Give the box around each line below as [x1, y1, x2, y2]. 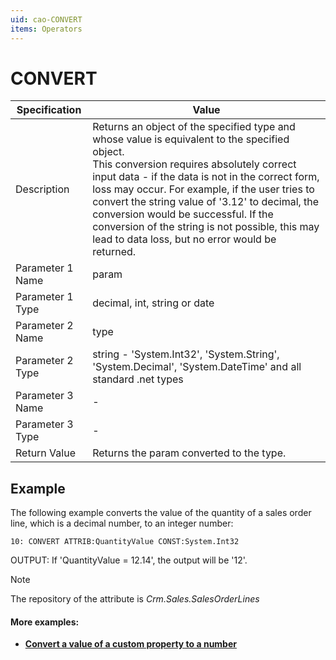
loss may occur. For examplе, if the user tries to [92, 182, 315, 196]
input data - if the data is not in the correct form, [92, 170, 320, 184]
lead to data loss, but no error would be [92, 232, 277, 246]
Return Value [15, 446, 76, 460]
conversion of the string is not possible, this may [92, 220, 320, 234]
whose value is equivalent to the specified [92, 132, 290, 146]
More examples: [10, 616, 80, 628]
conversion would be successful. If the [92, 207, 274, 221]
